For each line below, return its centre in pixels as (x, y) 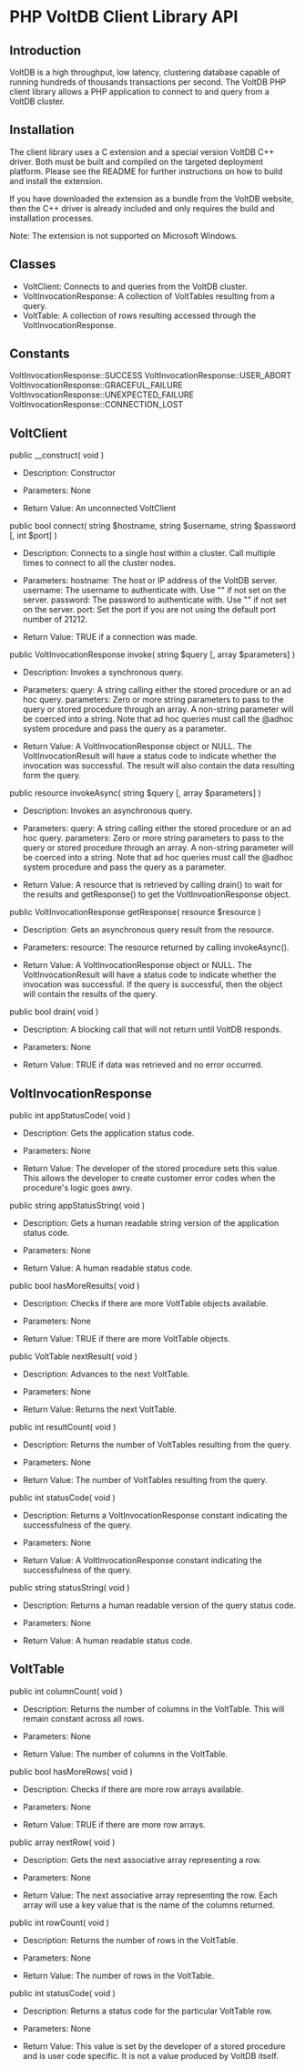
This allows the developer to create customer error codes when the (149, 1179)
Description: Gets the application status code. (108, 1133)
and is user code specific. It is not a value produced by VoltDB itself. (151, 2055)
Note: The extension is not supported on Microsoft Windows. (124, 235)
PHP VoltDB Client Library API (124, 17)
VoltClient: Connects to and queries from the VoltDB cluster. (135, 286)
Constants (40, 354)
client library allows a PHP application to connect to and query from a (140, 92)
